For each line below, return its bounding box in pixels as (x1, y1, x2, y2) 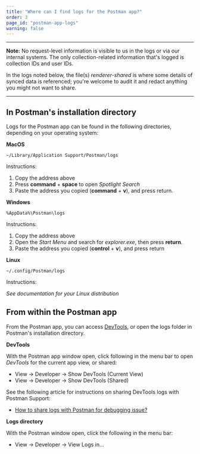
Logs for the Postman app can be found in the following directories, (6, 123, 171, 130)
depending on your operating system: (6, 129, 99, 137)
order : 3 (6, 14, 28, 20)
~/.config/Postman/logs (6, 268, 65, 274)
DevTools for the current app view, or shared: (6, 359, 117, 366)
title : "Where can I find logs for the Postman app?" (6, 8, 143, 15)
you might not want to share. (6, 84, 77, 91)
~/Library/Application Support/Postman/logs (6, 153, 118, 159)
